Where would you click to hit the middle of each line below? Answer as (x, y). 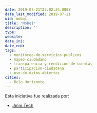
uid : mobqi (16, 19)
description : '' (21, 28)
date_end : (15, 46)
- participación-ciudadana (37, 69)
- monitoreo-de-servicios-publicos (46, 55)
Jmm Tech (23, 105)
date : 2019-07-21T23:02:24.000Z (38, 9)
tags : (10, 50)
